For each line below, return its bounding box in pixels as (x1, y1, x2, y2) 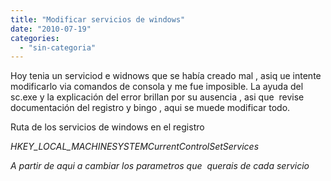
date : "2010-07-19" (10, 24, 92, 34)
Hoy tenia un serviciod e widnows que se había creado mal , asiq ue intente (10, 70, 322, 82)
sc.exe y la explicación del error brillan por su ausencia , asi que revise (10, 91, 305, 103)
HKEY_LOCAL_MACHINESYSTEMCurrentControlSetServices (10, 141, 260, 153)
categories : (10, 33, 60, 43)
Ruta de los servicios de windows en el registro (10, 121, 205, 133)
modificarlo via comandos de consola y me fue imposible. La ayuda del (10, 81, 304, 93)
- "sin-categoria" (19, 42, 97, 53)
